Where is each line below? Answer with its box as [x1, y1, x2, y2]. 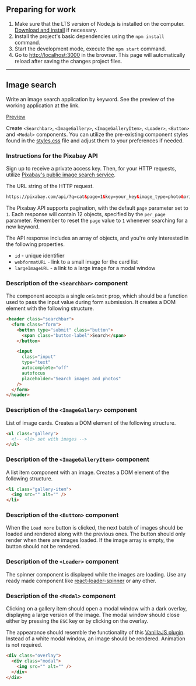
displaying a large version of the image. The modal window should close [6, 612, 180, 619]
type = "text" [21, 360, 51, 366]
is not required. [6, 641, 43, 649]
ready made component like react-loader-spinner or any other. [6, 577, 156, 584]
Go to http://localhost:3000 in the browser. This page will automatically [14, 51, 185, 58]
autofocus [21, 370, 45, 376]
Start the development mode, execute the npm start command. [14, 45, 166, 52]
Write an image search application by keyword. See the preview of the [6, 95, 175, 103]
